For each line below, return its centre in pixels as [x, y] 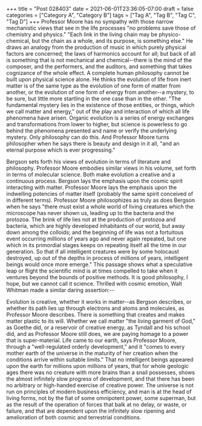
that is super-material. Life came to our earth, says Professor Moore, [92, 340]
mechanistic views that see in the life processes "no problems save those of [101, 28]
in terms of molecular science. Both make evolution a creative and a [91, 174]
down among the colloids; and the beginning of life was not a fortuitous [95, 232]
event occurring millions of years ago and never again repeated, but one [96, 239]
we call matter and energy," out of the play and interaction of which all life [98, 111]
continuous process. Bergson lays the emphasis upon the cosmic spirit [94, 181]
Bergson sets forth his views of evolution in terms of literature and [89, 162]
